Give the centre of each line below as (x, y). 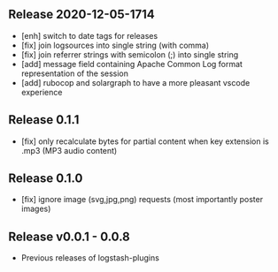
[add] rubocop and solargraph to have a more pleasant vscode (135, 82)
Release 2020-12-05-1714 (82, 15)
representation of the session (75, 73)
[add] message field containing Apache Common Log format (131, 64)
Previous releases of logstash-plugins (90, 258)
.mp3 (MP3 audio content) (69, 150)
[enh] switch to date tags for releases (89, 35)
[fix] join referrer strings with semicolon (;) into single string (130, 54)
